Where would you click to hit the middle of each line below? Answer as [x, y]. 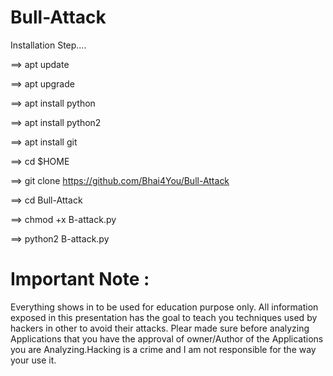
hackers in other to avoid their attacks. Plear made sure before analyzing [160, 328]
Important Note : [80, 279]
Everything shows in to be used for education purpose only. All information [164, 307]
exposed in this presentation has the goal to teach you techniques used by [164, 317]
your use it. [33, 360]
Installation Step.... [48, 45]
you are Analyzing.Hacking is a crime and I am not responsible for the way [163, 349]
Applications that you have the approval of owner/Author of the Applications [167, 338]
